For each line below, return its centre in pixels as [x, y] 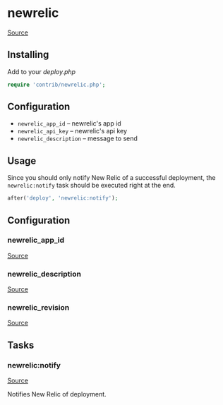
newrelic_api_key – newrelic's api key [72, 131]
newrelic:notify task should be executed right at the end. [92, 186]
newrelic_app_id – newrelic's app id [69, 123]
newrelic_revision [38, 308]
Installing [28, 55]
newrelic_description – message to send [77, 138]
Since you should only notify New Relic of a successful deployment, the [111, 178]
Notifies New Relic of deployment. [57, 394]
